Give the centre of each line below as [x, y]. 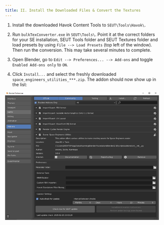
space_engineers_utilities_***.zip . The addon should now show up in [84, 79]
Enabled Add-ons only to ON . [40, 65]
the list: [20, 84]
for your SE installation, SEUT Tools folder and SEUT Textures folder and [85, 40]
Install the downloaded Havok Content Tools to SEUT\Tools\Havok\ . [79, 25]
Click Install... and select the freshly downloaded [64, 74]
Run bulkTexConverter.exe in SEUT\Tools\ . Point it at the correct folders [83, 34]
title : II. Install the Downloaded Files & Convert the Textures [73, 10]
